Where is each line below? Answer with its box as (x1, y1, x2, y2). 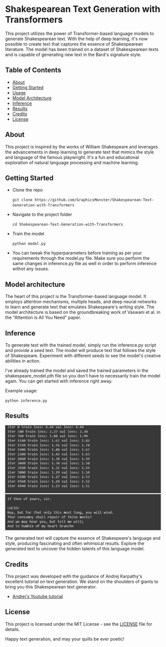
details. (5, 626, 20, 632)
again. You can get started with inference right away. (5, 378, 113, 384)
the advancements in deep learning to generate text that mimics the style (5, 149, 154, 155)
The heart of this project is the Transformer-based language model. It (5, 293, 147, 299)
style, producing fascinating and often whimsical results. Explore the (5, 540, 145, 547)
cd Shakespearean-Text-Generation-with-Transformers (12, 222, 124, 227)
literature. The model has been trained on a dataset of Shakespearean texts (5, 46, 159, 52)
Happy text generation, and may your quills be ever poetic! (5, 636, 124, 642)
